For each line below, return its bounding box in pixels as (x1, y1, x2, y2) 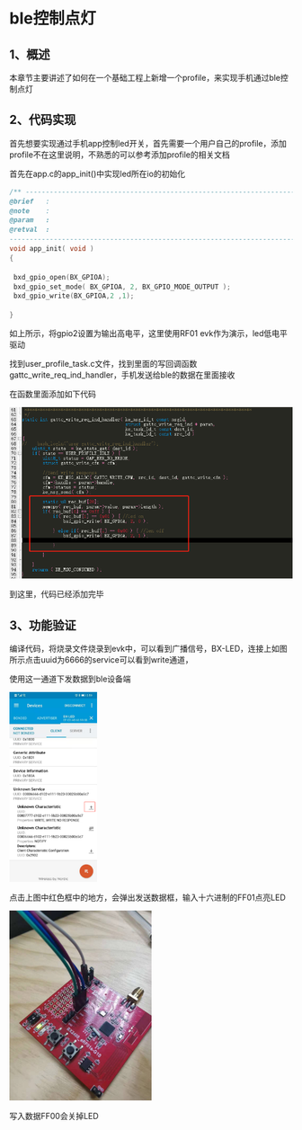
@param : (9, 216, 50, 225)
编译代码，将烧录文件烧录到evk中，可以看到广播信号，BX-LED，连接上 (9, 644, 272, 654)
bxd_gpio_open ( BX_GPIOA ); (13, 272, 111, 281)
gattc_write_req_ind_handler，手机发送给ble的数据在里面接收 (9, 369, 235, 380)
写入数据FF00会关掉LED (9, 1110, 99, 1121)
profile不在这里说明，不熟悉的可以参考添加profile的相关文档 (9, 149, 231, 160)
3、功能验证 (9, 618, 76, 633)
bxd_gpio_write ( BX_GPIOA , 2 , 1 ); (13, 291, 135, 301)
